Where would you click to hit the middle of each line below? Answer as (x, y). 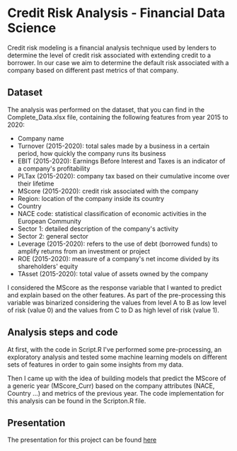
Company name (41, 138)
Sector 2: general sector (53, 236)
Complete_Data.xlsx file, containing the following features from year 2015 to (118, 117)
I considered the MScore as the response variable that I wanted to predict (115, 287)
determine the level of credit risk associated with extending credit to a (109, 55)
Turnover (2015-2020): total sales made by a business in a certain (114, 146)
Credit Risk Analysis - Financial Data (116, 13)
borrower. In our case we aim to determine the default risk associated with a (118, 62)
